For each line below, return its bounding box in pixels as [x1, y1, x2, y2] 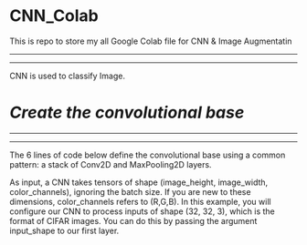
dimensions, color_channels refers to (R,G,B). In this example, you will [9, 196, 271, 207]
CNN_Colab [9, 5, 99, 26]
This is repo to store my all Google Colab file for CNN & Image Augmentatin [9, 36, 292, 46]
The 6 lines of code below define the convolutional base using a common [9, 149, 286, 160]
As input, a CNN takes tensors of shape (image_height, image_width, [9, 177, 269, 188]
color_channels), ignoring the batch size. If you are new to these [9, 186, 251, 197]
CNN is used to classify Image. [9, 70, 126, 81]
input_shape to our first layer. [9, 225, 120, 236]
